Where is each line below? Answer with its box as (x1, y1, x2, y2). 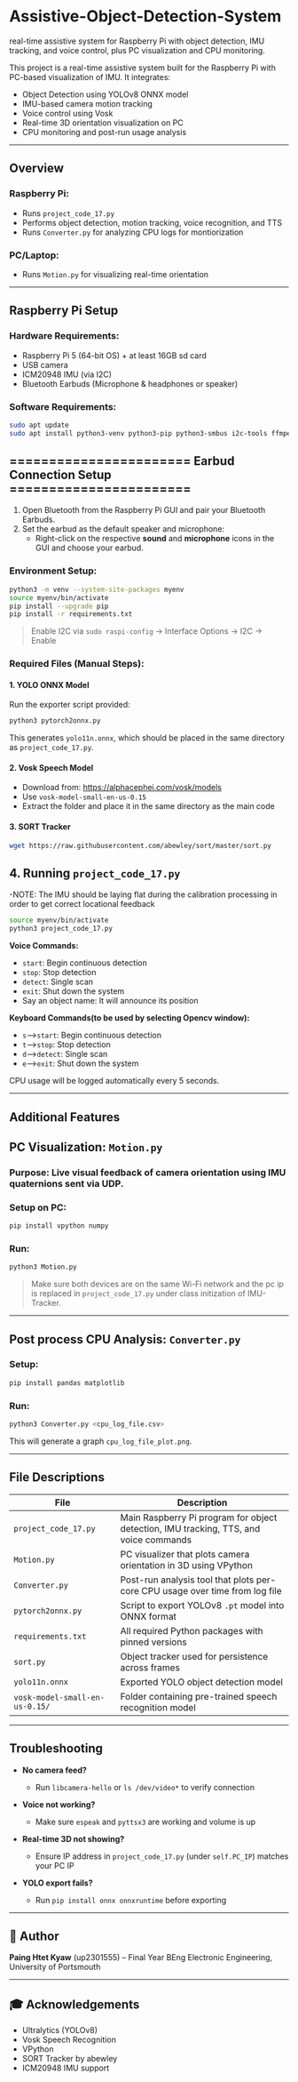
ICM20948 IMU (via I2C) (21, 369, 113, 380)
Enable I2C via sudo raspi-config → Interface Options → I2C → (30, 626, 263, 637)
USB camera (21, 359, 68, 370)
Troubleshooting (9, 1741, 104, 1757)
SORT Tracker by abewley (21, 2054, 118, 2064)
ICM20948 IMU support (21, 2062, 110, 2073)
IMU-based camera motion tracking (21, 98, 153, 108)
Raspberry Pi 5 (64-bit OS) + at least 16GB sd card (21, 349, 207, 361)
